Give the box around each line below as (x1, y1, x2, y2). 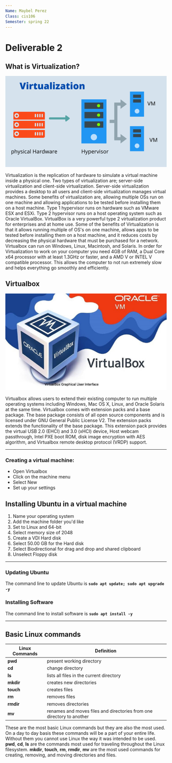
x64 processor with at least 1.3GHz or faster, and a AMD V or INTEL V (5, 254, 152, 260)
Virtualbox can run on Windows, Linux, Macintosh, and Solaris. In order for (5, 243, 162, 249)
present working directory (47, 658, 101, 664)
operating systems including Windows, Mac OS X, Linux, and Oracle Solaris (5, 400, 165, 407)
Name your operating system (12, 513, 74, 519)
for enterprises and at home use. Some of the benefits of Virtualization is (5, 221, 159, 227)
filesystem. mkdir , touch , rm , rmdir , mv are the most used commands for (5, 747, 161, 753)
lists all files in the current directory (47, 672, 121, 678)
